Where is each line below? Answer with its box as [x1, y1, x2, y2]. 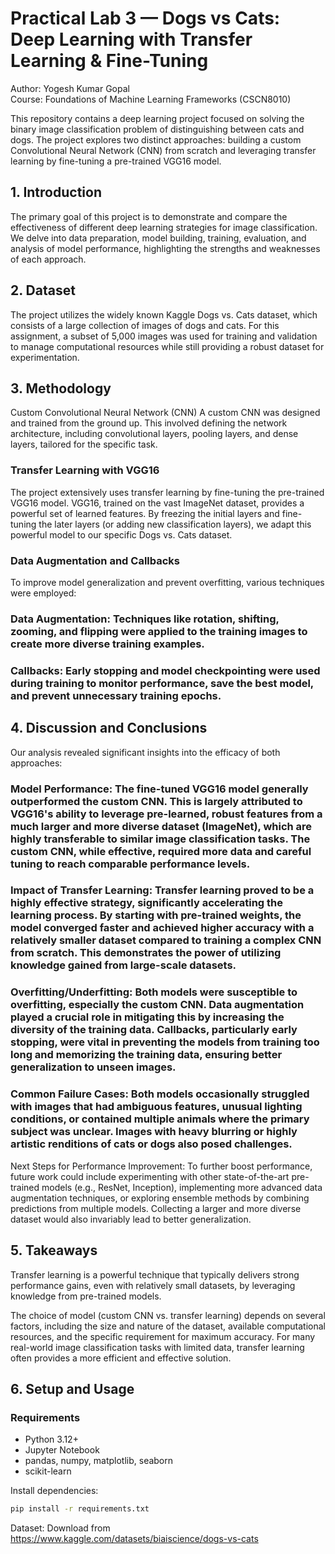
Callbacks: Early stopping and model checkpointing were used [10, 663, 321, 677]
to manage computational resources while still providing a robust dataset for [10, 340, 325, 352]
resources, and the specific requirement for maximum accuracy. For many [10, 1330, 316, 1342]
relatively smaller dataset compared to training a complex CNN [10, 933, 322, 947]
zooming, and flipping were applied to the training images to [10, 624, 308, 638]
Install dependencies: [10, 1485, 99, 1497]
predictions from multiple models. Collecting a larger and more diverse [10, 1202, 302, 1214]
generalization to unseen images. [10, 1060, 177, 1074]
